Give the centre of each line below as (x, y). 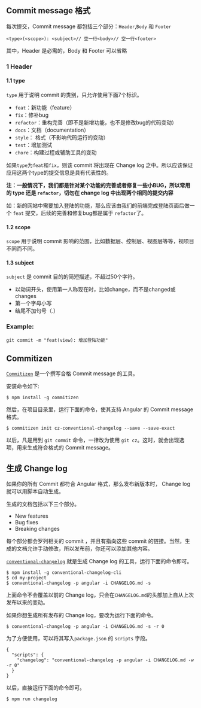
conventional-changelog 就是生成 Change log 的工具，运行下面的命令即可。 (99, 561)
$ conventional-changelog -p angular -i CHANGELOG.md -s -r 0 (85, 627)
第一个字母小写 (33, 303)
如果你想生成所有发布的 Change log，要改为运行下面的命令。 (81, 615)
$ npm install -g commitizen (42, 398)
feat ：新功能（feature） (45, 107)
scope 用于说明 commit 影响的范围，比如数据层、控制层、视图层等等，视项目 (100, 241)
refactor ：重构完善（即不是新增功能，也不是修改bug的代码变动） (96, 122)
